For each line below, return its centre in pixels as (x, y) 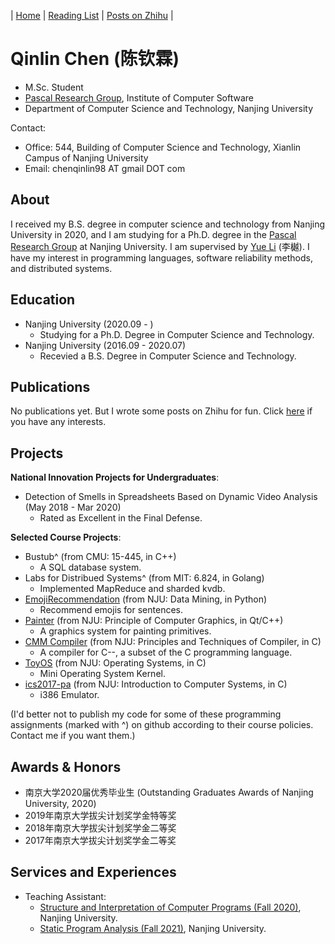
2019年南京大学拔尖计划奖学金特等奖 (100, 815)
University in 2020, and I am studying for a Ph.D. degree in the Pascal (153, 234)
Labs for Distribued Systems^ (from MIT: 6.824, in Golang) (144, 578)
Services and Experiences (93, 872)
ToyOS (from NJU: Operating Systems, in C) (115, 663)
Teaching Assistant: (65, 896)
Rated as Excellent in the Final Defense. (121, 518)
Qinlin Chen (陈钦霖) (95, 59)
